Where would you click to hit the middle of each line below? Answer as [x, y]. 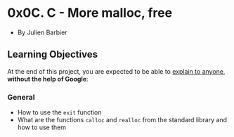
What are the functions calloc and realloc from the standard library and [122, 120]
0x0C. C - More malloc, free [90, 13]
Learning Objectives [53, 54]
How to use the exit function [59, 112]
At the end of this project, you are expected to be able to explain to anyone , [116, 71]
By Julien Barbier [43, 32]
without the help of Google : [48, 79]
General [21, 97]
